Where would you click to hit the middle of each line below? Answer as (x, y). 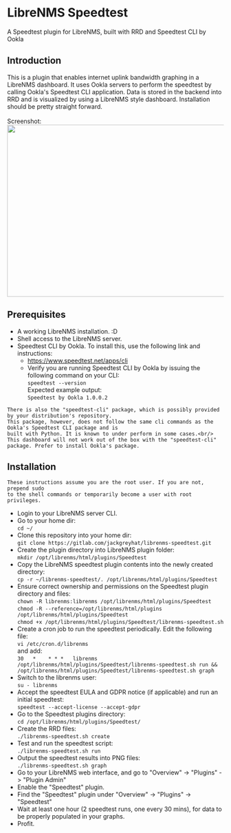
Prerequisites (36, 315)
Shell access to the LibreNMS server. (69, 338)
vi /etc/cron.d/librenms (53, 645)
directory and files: (44, 594)
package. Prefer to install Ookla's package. (73, 446)
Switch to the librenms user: (57, 678)
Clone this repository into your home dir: (74, 535)
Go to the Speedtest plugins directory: (71, 714)
